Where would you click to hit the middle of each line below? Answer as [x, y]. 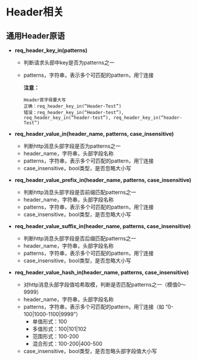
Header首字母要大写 [45, 100]
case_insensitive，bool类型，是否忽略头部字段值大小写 [90, 351]
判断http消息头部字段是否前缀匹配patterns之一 [80, 192]
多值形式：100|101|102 [59, 329]
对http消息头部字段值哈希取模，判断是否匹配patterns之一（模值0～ [105, 285]
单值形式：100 [50, 322]
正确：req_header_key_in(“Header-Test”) [73, 106]
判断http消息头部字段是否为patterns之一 [72, 146]
